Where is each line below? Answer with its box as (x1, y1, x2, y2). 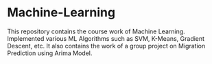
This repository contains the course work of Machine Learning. (7, 27, 185, 35)
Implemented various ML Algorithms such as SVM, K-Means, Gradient (7, 34, 204, 42)
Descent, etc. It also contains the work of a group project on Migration (7, 42, 206, 50)
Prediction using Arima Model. (7, 49, 93, 57)
